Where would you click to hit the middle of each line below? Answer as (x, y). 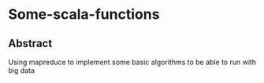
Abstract (30, 43)
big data (22, 70)
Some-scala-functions (84, 14)
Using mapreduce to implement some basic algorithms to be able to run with (132, 62)
